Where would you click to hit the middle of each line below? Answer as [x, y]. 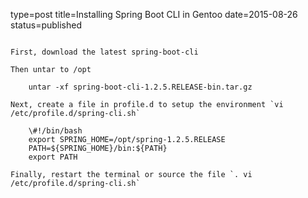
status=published [46, 25]
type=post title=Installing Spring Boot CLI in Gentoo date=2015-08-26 [154, 14]
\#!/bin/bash [55, 131]
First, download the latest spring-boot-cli [104, 52]
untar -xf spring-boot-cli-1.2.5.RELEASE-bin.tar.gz [140, 87]
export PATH [53, 157]
